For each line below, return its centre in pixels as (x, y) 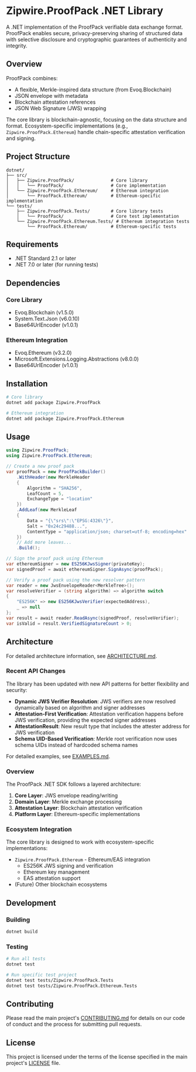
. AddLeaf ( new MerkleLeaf (47, 510)
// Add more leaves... (44, 543)
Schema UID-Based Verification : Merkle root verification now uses (96, 738)
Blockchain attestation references (55, 102)
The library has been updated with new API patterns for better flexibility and (97, 684)
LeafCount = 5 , (46, 494)
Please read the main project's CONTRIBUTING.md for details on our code (96, 1018)
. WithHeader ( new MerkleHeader (54, 477)
